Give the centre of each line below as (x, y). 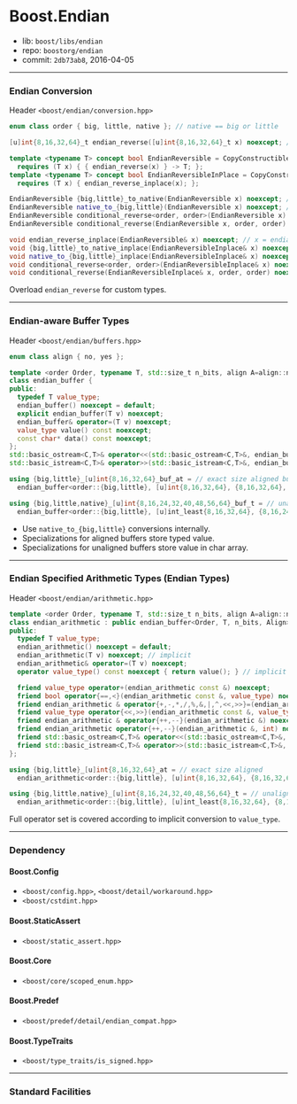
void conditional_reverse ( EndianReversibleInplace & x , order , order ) (140, 273)
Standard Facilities (50, 1092)
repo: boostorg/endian (62, 50)
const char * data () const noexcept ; (84, 439)
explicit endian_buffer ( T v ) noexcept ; (91, 414)
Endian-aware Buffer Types (69, 321)
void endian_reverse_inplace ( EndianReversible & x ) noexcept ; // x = (138, 240)
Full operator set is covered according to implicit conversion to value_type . (145, 819)
